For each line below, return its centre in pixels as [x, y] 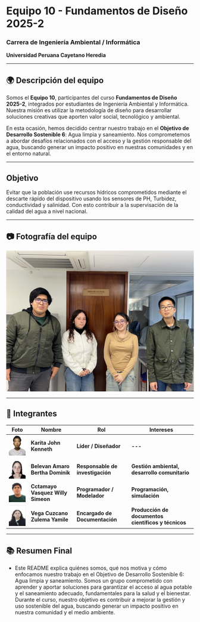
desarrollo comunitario [160, 472]
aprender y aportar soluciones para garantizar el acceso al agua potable [103, 587]
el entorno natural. [29, 154]
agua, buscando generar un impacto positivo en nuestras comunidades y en [100, 147]
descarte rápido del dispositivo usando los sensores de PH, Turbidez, [91, 199]
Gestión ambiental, [155, 466]
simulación [145, 496]
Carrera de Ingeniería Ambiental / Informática [73, 42]
